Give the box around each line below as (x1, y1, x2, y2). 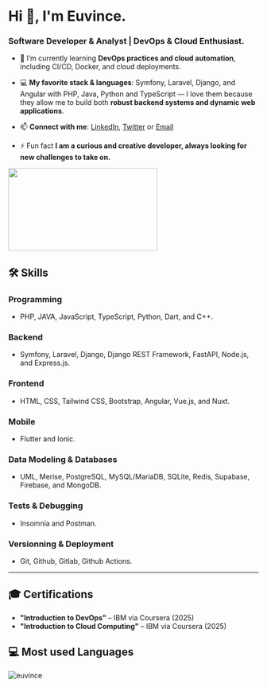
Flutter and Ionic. (19, 434, 75, 444)
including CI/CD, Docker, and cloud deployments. (19, 62, 181, 72)
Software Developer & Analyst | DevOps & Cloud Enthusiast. (8, 36, 245, 47)
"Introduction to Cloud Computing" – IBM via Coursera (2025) (19, 621, 227, 631)
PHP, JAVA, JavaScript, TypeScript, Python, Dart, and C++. (19, 312, 214, 321)
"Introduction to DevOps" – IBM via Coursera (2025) (19, 612, 195, 623)
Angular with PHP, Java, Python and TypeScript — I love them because (19, 89, 253, 99)
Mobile (8, 416, 36, 427)
